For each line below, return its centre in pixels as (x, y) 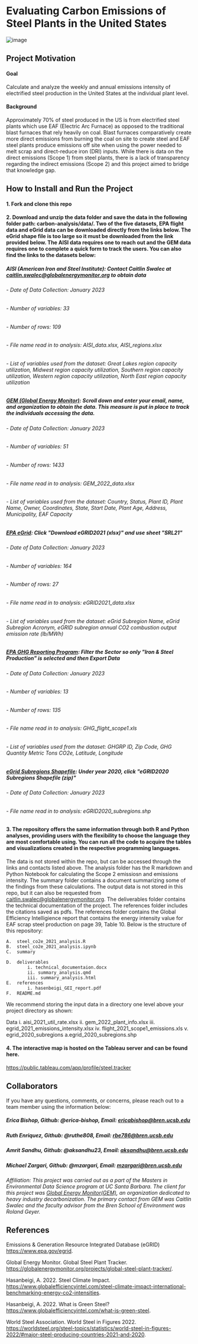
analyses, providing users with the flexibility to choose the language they (98, 836)
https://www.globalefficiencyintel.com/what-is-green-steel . (79, 1310)
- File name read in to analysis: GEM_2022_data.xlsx (70, 483)
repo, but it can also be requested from (54, 893)
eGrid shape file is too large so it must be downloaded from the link (90, 236)
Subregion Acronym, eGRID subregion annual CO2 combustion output (92, 627)
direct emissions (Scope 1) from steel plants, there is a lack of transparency (98, 158)
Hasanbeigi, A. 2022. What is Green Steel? (58, 1304)
